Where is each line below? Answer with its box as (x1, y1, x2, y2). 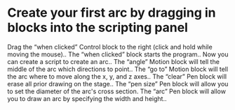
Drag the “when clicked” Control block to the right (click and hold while (7, 42, 213, 51)
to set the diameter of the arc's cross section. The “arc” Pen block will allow (7, 87, 227, 95)
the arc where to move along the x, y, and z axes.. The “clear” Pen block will (7, 72, 227, 81)
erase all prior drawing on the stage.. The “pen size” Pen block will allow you (7, 79, 229, 88)
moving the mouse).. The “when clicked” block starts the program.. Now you (7, 50, 229, 58)
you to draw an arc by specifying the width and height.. (7, 94, 167, 102)
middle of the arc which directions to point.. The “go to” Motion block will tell (7, 65, 229, 73)
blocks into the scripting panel (7, 19, 188, 36)
